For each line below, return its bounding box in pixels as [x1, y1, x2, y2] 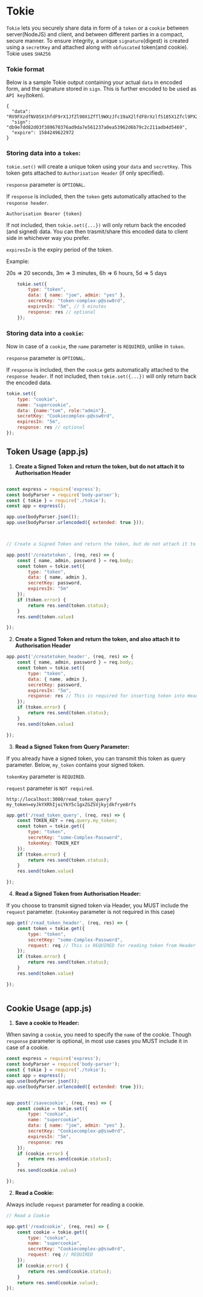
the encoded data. [6, 379, 53, 386]
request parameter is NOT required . [6, 784, 94, 792]
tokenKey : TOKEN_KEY [28, 840, 80, 846]
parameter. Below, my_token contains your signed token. [6, 761, 145, 768]
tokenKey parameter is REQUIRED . [6, 772, 86, 780]
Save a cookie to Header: [14, 1020, 80, 1027]
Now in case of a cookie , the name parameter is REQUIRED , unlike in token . [6, 343, 185, 350]
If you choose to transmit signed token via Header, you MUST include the [6, 902, 188, 909]
